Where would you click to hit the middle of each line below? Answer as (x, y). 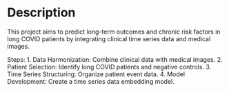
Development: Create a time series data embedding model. (91, 81)
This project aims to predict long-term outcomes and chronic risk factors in (114, 32)
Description (41, 13)
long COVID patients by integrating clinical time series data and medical (109, 38)
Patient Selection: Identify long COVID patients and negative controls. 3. (109, 67)
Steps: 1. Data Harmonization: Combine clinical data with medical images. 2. (115, 59)
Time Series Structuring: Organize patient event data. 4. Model (96, 74)
